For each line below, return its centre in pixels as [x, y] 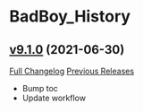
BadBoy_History [70, 17]
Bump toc [40, 88]
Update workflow [54, 98]
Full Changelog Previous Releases [72, 71]
